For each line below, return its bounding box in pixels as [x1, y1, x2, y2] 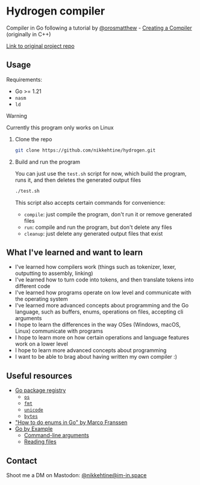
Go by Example [14, 425, 53, 432]
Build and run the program [14, 158, 80, 165]
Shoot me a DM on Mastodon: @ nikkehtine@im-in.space [6, 471, 147, 478]
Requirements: [6, 75, 42, 83]
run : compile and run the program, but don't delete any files [23, 223, 172, 231]
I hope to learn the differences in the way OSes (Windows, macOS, [14, 321, 181, 329]
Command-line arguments [23, 432, 89, 439]
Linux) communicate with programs [14, 327, 104, 335]
